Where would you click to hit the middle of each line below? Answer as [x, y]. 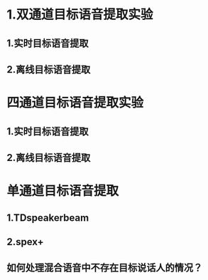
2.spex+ [25, 242]
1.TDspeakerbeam [48, 218]
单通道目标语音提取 [63, 191]
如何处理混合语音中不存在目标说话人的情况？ [105, 268]
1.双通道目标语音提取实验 [80, 15]
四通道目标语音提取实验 [75, 103]
